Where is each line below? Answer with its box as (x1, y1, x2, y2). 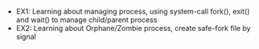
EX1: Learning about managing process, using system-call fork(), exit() (15, 7, 250, 16)
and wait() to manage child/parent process (15, 15, 158, 24)
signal (15, 32, 36, 41)
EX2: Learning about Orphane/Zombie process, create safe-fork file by (15, 24, 251, 32)
